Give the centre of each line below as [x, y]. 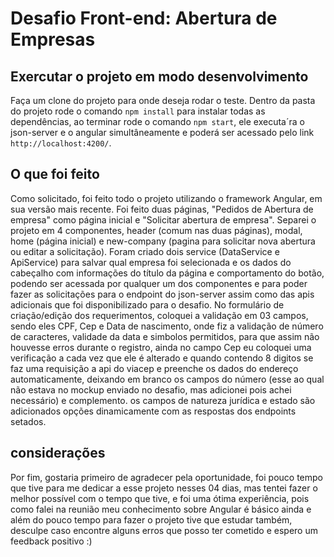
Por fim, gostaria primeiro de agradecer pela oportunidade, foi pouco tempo [167, 477]
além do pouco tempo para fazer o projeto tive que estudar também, [151, 519]
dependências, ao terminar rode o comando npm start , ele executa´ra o [157, 121]
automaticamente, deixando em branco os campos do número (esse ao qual [167, 379]
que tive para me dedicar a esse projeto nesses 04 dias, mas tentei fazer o [164, 488]
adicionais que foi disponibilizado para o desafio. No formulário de [147, 304]
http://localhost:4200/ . [61, 143]
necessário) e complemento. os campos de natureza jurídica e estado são [163, 400]
